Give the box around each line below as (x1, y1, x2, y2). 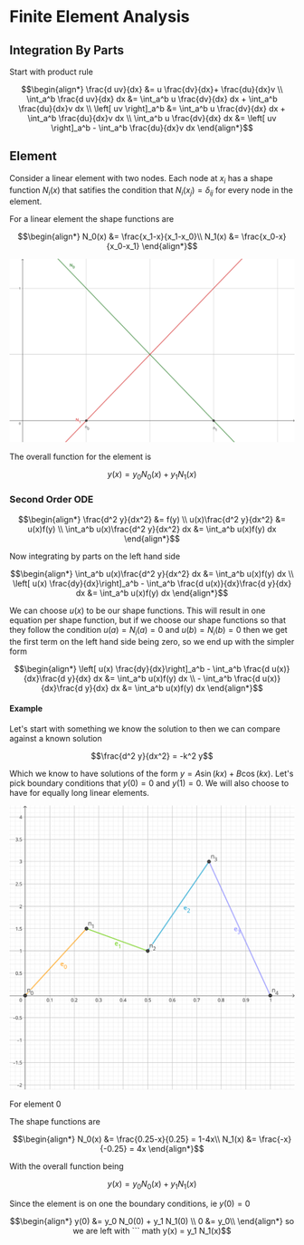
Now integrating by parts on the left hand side (9, 551, 181, 561)
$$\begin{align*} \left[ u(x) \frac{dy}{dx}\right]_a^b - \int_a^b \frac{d (14, 663, 270, 674)
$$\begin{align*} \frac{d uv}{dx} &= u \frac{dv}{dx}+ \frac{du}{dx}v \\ (21, 84, 283, 94)
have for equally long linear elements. (9, 787, 149, 798)
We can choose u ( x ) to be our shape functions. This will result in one (9, 605, 266, 616)
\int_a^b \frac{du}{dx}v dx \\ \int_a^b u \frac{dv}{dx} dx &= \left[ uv (27, 113, 277, 123)
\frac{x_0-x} (241, 231, 287, 242)
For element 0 (9, 1098, 62, 1110)
